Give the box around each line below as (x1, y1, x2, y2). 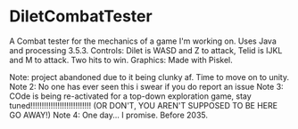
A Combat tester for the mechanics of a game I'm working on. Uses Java (9, 36, 277, 46)
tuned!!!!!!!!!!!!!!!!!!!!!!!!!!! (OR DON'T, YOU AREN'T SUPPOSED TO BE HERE (9, 100, 278, 110)
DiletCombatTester (9, 6, 153, 27)
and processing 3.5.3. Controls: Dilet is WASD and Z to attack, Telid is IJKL (9, 44, 283, 55)
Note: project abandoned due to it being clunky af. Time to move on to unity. (9, 71, 290, 82)
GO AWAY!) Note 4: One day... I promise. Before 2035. (9, 109, 208, 120)
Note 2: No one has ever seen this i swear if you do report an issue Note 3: (9, 81, 284, 92)
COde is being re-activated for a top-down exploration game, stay (9, 91, 252, 101)
